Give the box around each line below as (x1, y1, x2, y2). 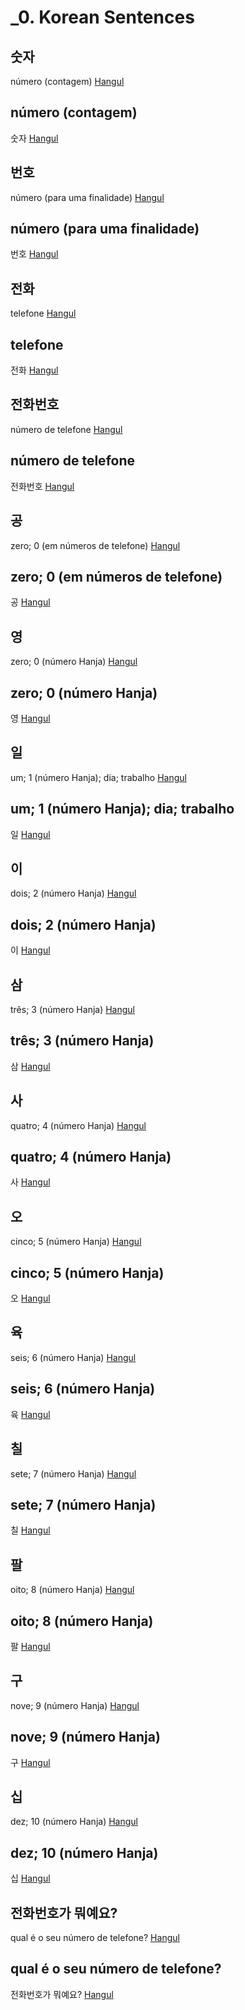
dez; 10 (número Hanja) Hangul (10, 1816, 138, 1828)
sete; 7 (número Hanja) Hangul (10, 1467, 137, 1480)
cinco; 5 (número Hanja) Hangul (10, 1236, 142, 1248)
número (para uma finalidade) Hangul (10, 191, 165, 203)
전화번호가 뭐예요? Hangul (10, 1988, 114, 2000)
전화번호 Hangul (10, 480, 75, 492)
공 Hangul (10, 596, 51, 608)
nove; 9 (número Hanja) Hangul (10, 1699, 140, 1711)
